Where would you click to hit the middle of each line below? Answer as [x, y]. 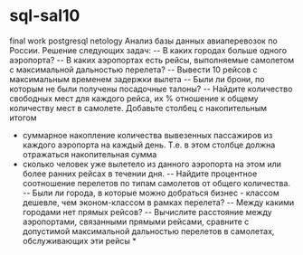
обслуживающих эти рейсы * [80, 241]
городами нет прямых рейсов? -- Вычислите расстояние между [147, 212]
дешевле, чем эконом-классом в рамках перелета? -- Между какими [158, 202]
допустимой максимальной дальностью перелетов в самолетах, [148, 231]
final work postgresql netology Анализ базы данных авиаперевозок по [143, 41]
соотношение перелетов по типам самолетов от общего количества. [156, 183]
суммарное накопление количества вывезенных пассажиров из [147, 135]
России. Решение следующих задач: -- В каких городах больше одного [148, 50]
